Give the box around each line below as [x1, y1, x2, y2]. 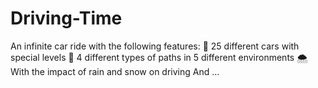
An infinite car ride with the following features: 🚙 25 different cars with [10, 40, 300, 52]
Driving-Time [10, 7, 123, 30]
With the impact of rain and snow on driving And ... [10, 65, 220, 77]
